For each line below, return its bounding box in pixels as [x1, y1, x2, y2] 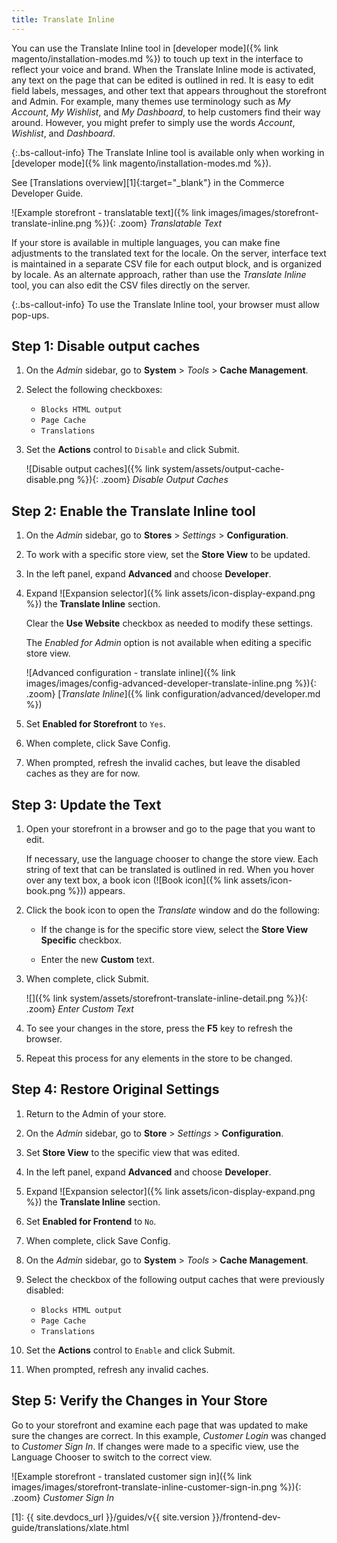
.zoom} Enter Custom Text [25, 1003, 134, 1015]
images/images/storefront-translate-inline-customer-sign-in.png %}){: [11, 1481, 302, 1493]
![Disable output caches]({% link [25, 463, 160, 475]
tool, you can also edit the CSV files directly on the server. [11, 279, 251, 291]
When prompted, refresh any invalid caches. [25, 1363, 209, 1375]
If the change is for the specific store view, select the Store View [40, 924, 309, 936]
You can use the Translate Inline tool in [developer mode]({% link [11, 42, 279, 54]
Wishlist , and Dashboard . [11, 127, 116, 139]
